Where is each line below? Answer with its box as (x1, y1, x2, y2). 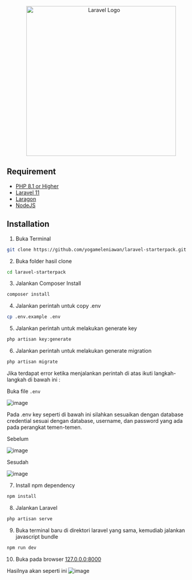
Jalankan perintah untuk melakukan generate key (15, 324, 137, 332)
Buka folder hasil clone (15, 257, 72, 265)
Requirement (7, 167, 56, 177)
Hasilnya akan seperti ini (7, 567, 68, 574)
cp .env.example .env (7, 314, 61, 320)
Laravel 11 (15, 189, 39, 196)
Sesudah (7, 458, 29, 465)
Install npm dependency (15, 482, 75, 489)
